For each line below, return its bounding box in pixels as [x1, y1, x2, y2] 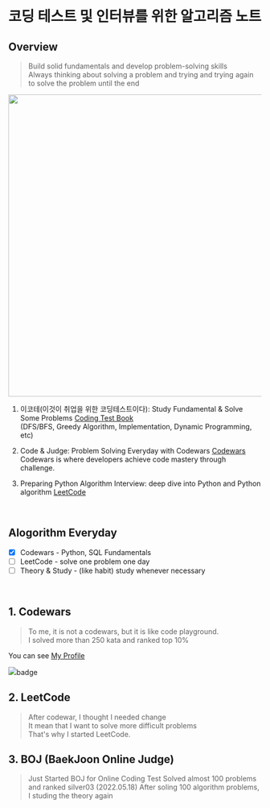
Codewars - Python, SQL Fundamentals [19, 547, 151, 557]
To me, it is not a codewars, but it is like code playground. [27, 626, 219, 636]
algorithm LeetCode [19, 487, 87, 496]
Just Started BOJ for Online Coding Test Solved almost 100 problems [27, 774, 257, 784]
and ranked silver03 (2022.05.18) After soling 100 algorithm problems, [27, 782, 260, 792]
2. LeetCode [8, 690, 71, 705]
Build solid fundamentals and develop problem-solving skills [27, 61, 227, 71]
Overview [8, 39, 59, 53]
